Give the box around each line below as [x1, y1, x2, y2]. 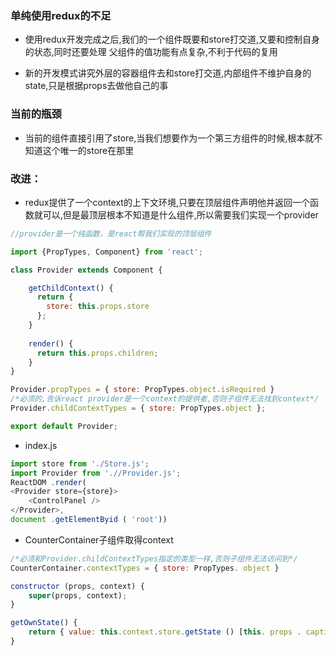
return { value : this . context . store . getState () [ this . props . [28, 627, 302, 637]
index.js [24, 439, 58, 451]
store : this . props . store [46, 302, 150, 312]
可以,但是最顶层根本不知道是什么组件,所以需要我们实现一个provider [42, 208, 319, 221]
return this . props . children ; [36, 348, 159, 358]
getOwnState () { [10, 618, 78, 628]
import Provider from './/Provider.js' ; [10, 468, 182, 478]
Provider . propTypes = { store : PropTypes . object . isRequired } [10, 385, 275, 395]
